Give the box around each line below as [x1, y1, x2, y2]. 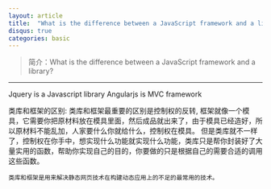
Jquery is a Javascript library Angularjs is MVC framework [8, 89, 202, 99]
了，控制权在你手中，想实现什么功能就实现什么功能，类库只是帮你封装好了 [8, 136, 256, 146]
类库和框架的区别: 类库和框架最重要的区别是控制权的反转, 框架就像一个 [8, 106, 243, 116]
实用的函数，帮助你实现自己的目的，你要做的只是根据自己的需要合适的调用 [15, 146, 263, 156]
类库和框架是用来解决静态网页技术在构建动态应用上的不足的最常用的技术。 [8, 174, 219, 182]
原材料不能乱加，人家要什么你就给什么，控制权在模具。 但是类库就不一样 [15, 126, 258, 136]
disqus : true [8, 27, 52, 35]
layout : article [8, 11, 63, 20]
